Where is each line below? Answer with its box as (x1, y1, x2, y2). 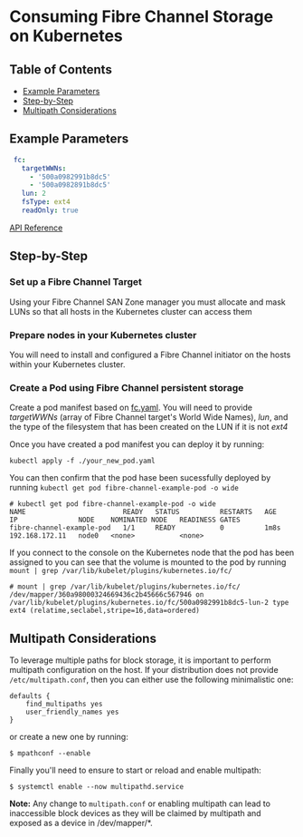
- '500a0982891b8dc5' (29, 180, 111, 190)
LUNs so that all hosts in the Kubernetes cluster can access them (9, 306, 253, 316)
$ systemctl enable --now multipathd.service (9, 783, 184, 792)
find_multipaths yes (25, 700, 103, 709)
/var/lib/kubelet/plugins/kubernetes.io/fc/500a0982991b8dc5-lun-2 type (9, 599, 289, 608)
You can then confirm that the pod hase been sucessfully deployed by (9, 472, 271, 483)
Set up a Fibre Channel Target (9, 276, 143, 288)
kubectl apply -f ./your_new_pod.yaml (9, 456, 156, 466)
